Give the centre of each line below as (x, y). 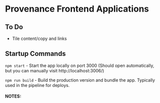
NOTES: (13, 96)
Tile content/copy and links (40, 38)
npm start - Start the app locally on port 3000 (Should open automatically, (80, 65)
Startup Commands (35, 54)
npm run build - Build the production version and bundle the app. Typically (80, 80)
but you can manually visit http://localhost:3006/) (55, 70)
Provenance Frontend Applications (77, 9)
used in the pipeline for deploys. (37, 85)
